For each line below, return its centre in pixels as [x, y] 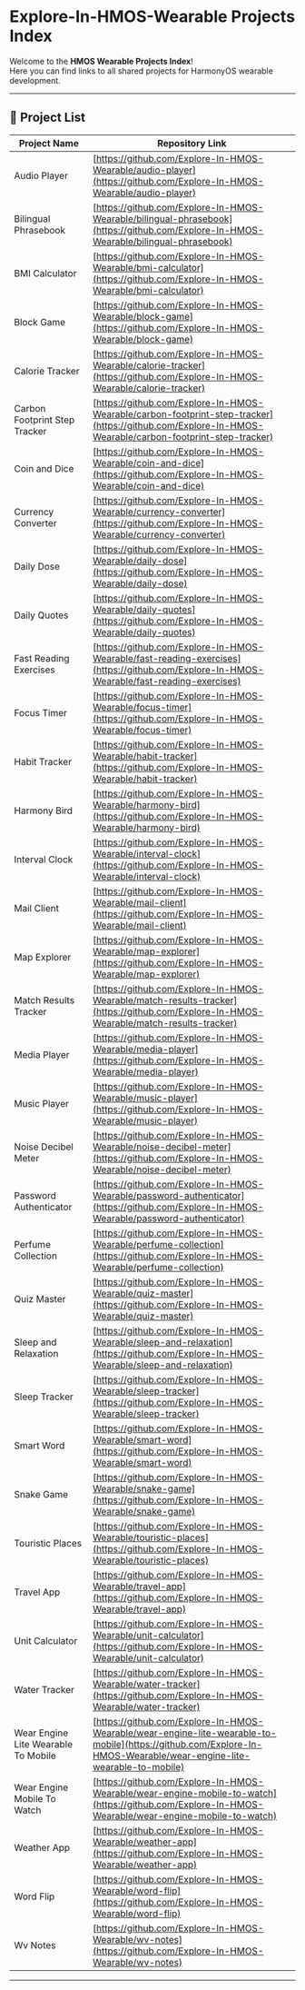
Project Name [49, 143]
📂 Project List [48, 118]
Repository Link [192, 143]
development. [35, 80]
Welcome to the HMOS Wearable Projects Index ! [101, 61]
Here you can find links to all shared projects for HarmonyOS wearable [142, 71]
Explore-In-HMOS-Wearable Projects [152, 17]
